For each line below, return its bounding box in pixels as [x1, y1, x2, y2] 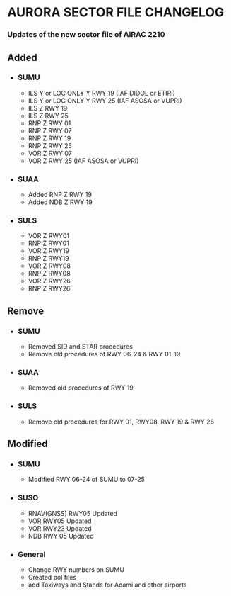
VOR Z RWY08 [28, 262, 71, 270]
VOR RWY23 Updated [28, 524, 92, 532]
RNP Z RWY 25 [28, 141, 72, 150]
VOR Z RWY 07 [28, 149, 72, 157]
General [17, 549, 46, 559]
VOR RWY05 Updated [28, 517, 92, 525]
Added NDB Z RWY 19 [28, 198, 93, 206]
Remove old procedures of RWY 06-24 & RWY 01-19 [28, 350, 181, 359]
